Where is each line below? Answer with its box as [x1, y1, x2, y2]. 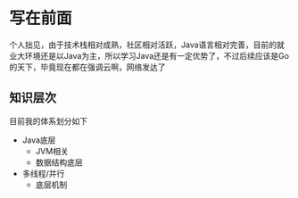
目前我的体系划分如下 [9, 115, 87, 126]
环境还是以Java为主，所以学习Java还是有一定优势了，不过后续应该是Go [24, 50, 290, 61]
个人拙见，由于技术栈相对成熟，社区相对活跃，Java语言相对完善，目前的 [9, 39, 277, 50]
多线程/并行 [21, 168, 65, 178]
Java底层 [21, 135, 56, 145]
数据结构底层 [35, 157, 83, 168]
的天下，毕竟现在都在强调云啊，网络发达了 [9, 62, 166, 72]
